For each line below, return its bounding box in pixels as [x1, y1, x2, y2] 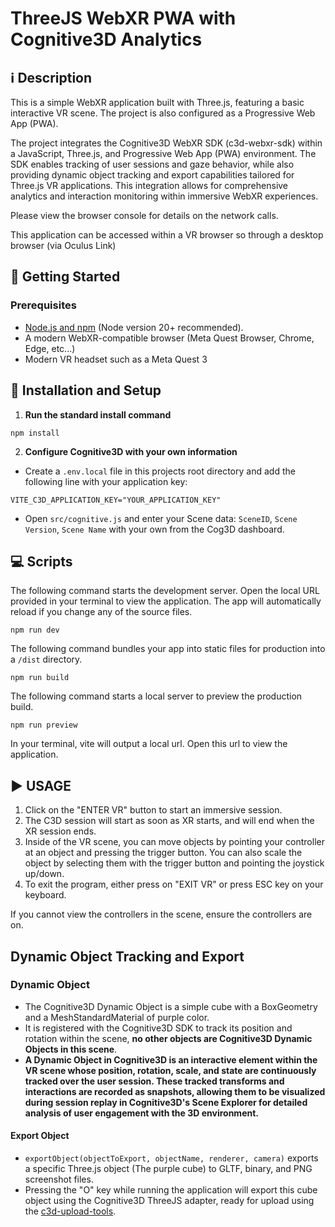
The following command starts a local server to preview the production [10, 690, 303, 702]
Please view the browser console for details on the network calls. [10, 210, 279, 221]
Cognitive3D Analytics [10, 28, 203, 51]
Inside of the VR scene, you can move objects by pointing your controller [24, 836, 325, 848]
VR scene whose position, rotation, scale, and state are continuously [24, 1064, 317, 1076]
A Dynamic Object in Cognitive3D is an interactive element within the [24, 1053, 318, 1066]
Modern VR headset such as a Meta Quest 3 [24, 353, 208, 365]
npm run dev [10, 625, 60, 636]
